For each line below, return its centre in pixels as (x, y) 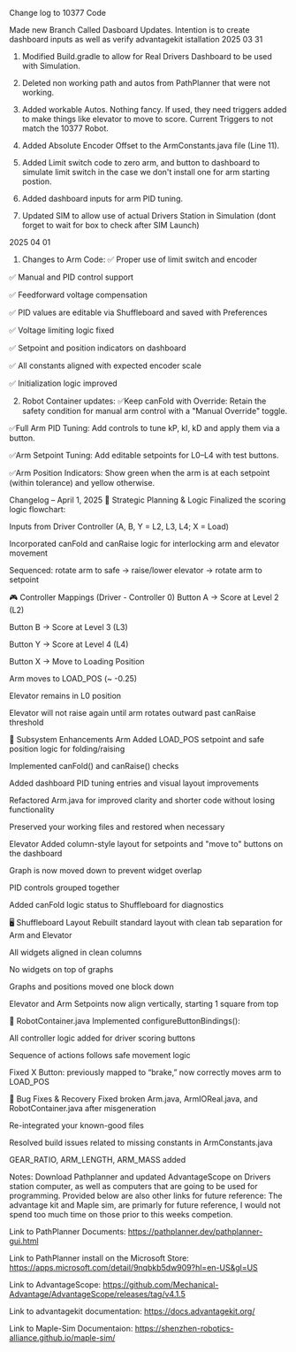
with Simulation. (51, 66)
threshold (27, 722)
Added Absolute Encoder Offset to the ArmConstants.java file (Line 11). (151, 146)
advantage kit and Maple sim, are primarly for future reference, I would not (145, 1205)
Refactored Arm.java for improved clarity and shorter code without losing (142, 800)
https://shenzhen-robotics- (184, 1328)
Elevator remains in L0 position (65, 695)
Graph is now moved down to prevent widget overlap (106, 870)
